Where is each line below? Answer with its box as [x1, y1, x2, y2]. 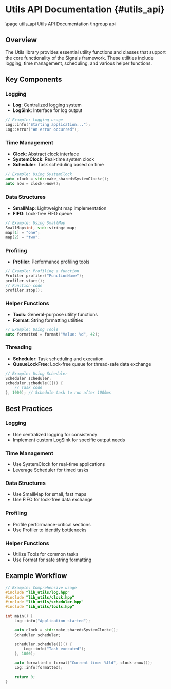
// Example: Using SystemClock [5, 172, 72, 177]
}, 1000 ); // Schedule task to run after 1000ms [5, 390, 111, 395]
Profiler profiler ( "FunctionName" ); [5, 273, 84, 278]
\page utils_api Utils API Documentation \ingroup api [5, 21, 116, 27]
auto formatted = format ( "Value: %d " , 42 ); [5, 331, 100, 337]
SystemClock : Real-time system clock [12, 156, 94, 162]
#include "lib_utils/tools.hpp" [5, 604, 74, 609]
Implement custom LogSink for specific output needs [12, 437, 125, 443]
